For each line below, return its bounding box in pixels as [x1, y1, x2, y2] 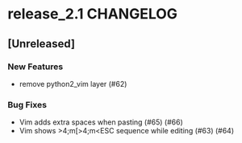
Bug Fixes [7, 99, 48, 110]
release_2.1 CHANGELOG [7, 5, 178, 23]
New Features [7, 61, 64, 72]
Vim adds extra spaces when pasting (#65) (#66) [19, 117, 183, 127]
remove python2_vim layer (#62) [19, 79, 127, 88]
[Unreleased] [7, 37, 76, 51]
